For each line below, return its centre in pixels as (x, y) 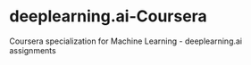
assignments (33, 50)
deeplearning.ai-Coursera (108, 16)
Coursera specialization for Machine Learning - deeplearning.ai (126, 41)
